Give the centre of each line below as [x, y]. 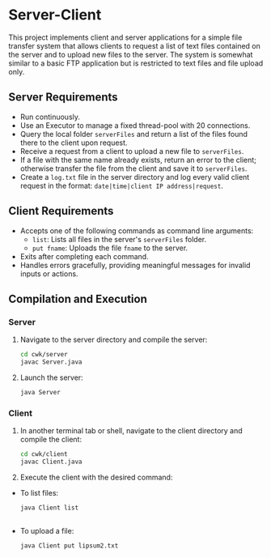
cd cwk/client [44, 454]
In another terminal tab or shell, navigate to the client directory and [131, 431]
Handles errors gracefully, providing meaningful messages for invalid [135, 265]
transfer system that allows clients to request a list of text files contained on [135, 45]
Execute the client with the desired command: [96, 477]
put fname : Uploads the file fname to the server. [110, 248]
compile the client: [51, 440]
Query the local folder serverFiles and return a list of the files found [134, 134]
